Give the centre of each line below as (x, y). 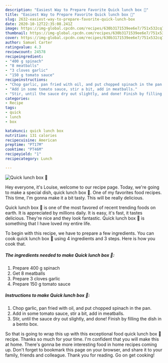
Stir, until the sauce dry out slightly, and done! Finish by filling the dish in (87, 318)
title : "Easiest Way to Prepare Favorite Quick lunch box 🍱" (70, 15)
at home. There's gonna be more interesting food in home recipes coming (81, 344)
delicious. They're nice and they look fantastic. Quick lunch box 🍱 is (75, 218)
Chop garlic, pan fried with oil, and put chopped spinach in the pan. (82, 308)
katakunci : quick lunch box (34, 131)
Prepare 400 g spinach (36, 268)
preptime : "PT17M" (24, 145)
